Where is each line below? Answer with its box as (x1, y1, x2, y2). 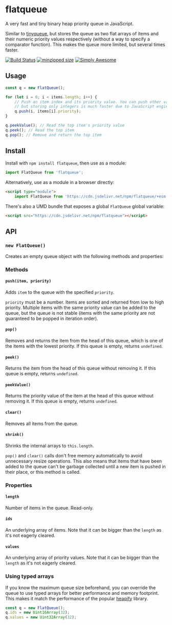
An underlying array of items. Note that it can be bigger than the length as (5, 527, 162, 533)
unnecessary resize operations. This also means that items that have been (5, 458, 162, 464)
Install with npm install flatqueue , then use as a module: (5, 160, 126, 166)
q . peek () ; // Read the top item (5, 127, 74, 133)
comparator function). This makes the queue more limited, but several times (5, 41, 165, 47)
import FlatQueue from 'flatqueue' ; (5, 170, 83, 175)
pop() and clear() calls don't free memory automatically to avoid (5, 452, 142, 458)
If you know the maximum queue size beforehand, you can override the (5, 584, 156, 591)
